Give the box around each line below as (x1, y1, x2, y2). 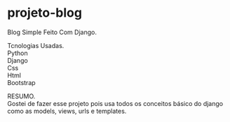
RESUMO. (7, 92, 36, 100)
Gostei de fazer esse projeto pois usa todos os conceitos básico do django (7, 99, 223, 107)
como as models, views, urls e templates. (7, 107, 127, 115)
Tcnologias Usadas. (7, 41, 65, 49)
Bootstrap (7, 78, 36, 86)
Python (7, 49, 28, 57)
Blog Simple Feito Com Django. (7, 28, 97, 36)
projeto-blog (7, 5, 83, 21)
